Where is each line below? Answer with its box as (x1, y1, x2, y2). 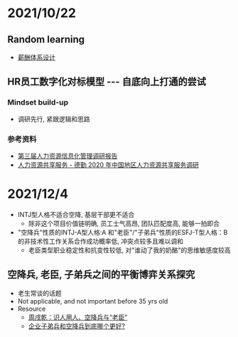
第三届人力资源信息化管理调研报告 (17, 151, 118, 160)
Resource (17, 304, 46, 313)
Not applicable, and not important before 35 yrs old (17, 296, 168, 305)
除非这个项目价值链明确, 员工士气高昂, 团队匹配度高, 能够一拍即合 (28, 219, 220, 228)
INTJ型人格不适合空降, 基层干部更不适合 (17, 210, 135, 218)
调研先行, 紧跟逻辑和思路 (17, 114, 90, 123)
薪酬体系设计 (17, 53, 55, 61)
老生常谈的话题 (17, 289, 62, 297)
